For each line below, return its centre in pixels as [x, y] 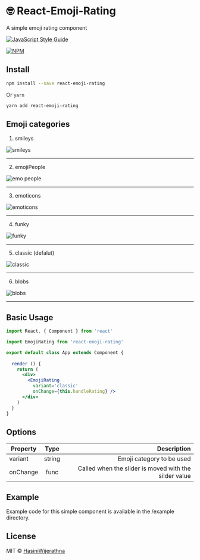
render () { [26, 364]
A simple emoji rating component [47, 27]
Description [174, 449]
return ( [28, 369]
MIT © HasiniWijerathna [36, 550]
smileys [24, 139]
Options [21, 432]
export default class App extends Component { [65, 352]
